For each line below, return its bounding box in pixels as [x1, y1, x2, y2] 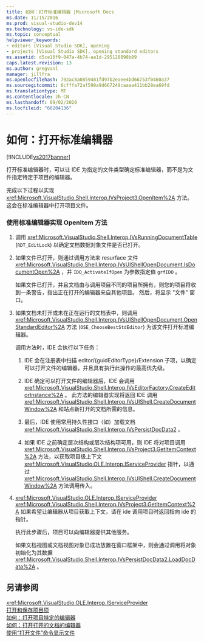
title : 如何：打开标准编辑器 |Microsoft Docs [6, 9, 114, 15]
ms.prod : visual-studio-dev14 [6, 20, 83, 26]
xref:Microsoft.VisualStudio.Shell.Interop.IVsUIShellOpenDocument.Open [15, 316, 197, 323]
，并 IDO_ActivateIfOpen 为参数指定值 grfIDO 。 [61, 268, 181, 275]
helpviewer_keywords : [6, 37, 61, 43]
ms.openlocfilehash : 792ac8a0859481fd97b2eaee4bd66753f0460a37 [6, 77, 170, 83]
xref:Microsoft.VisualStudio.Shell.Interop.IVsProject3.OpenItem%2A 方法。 [6, 194, 193, 201]
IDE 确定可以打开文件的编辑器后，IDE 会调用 [24, 377, 135, 384]
